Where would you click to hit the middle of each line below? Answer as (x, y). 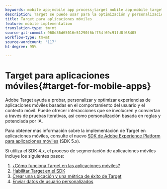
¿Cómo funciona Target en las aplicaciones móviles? (66, 165)
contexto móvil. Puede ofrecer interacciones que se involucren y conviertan (83, 110)
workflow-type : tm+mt (28, 38)
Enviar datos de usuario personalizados (53, 181)
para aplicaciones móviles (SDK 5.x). (43, 141)
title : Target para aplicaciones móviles (49, 19)
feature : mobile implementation (39, 24)
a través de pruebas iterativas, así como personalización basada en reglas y (83, 116)
